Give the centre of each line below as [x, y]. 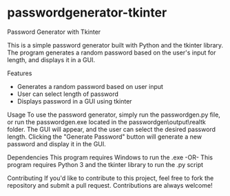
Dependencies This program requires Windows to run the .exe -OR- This [110, 157]
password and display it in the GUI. [57, 144]
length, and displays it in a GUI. [51, 59]
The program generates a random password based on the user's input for [112, 52]
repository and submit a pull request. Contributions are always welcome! [110, 185]
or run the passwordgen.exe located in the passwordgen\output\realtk [107, 121]
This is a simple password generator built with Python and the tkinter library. [115, 45]
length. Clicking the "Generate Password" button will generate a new [104, 137]
